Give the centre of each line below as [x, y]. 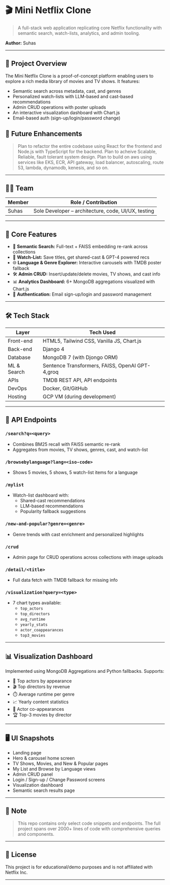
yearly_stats [34, 625]
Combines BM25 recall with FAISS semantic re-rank [66, 444]
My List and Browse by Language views [54, 769]
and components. [36, 834]
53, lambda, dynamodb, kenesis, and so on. [63, 168]
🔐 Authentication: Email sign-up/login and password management [82, 294]
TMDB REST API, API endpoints [80, 380]
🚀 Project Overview [36, 64]
